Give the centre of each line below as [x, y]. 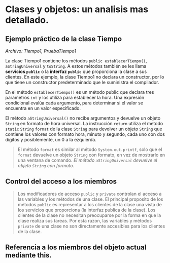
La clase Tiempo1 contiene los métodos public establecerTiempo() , [76, 61]
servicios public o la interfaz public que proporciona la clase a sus [76, 71]
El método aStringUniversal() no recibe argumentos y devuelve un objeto [83, 118]
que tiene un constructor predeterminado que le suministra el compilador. [82, 82]
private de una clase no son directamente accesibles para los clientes [91, 226]
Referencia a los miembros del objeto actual [76, 248]
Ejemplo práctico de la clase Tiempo [64, 39]
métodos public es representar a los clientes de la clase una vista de [90, 204]
